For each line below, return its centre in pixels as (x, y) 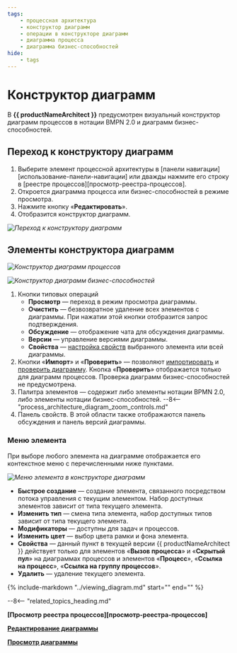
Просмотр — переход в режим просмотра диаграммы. (112, 302)
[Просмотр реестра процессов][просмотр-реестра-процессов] (108, 614)
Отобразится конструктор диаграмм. (74, 214)
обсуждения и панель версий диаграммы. (82, 422)
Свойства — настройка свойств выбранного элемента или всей (126, 347)
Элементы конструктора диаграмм (91, 249)
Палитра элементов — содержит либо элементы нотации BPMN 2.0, (121, 392)
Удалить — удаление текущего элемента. (81, 573)
